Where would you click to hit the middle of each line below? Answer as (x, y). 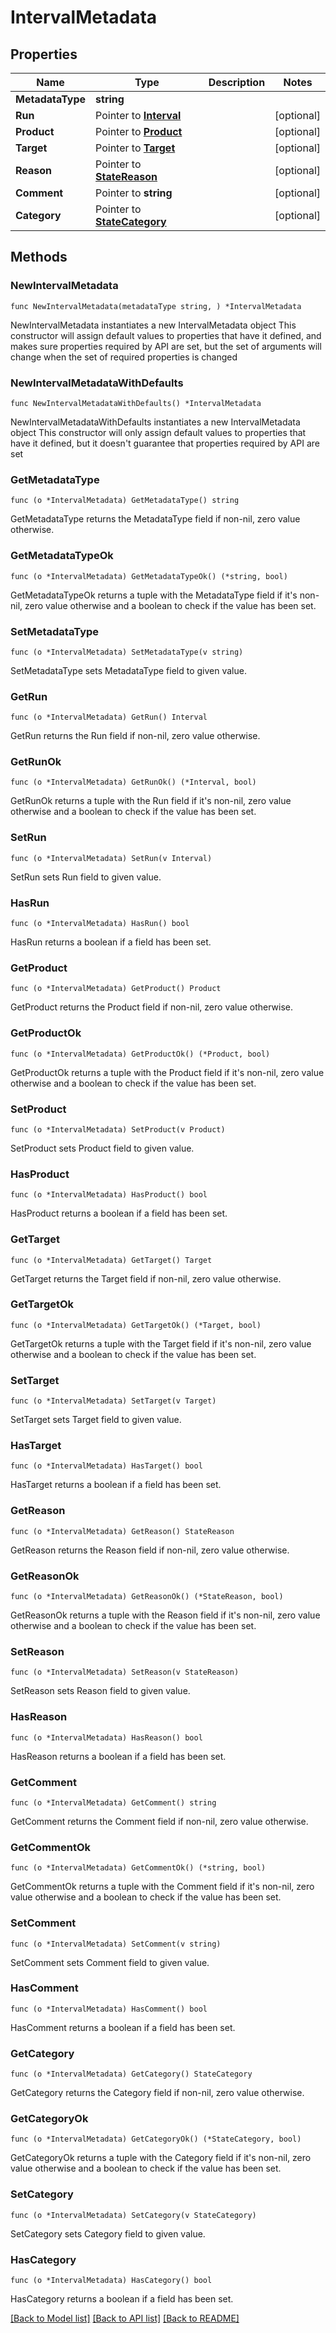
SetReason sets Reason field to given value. (100, 1691)
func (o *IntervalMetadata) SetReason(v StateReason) (125, 1672)
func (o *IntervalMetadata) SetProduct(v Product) (118, 1129)
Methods (39, 257)
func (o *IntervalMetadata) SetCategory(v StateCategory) (133, 2215)
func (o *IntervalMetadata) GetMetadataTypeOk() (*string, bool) (149, 576)
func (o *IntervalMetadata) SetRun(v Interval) (111, 858)
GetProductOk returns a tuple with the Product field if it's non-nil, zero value (167, 1072)
